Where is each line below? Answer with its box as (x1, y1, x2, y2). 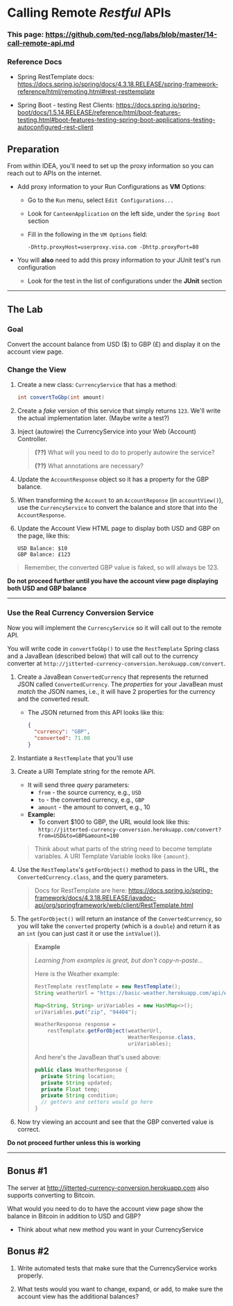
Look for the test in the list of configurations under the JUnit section (27, 276, 223, 286)
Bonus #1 (7, 1165, 48, 1177)
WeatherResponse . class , (128, 1034, 196, 1041)
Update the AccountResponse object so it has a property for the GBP (17, 475, 209, 483)
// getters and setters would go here (40, 1099, 153, 1106)
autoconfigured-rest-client (17, 123, 94, 131)
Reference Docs (7, 57, 62, 67)
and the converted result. (17, 695, 90, 703)
